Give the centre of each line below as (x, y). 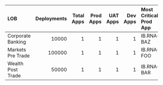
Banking (17, 42)
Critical (150, 15)
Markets (17, 50)
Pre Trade (19, 56)
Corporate (19, 36)
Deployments (51, 19)
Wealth (16, 64)
